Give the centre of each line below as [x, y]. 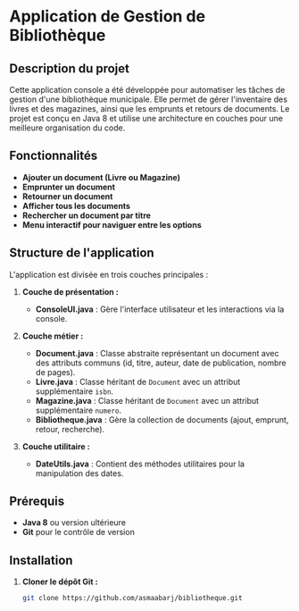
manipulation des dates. [79, 473]
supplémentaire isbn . [75, 391]
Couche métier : [53, 336]
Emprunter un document [69, 187]
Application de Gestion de [108, 17]
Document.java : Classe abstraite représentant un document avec [157, 353]
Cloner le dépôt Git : [60, 582]
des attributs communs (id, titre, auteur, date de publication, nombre [161, 363]
